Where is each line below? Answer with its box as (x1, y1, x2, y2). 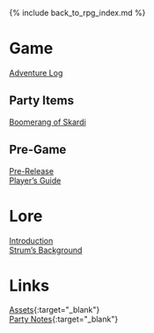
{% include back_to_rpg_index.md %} (9, 8, 146, 18)
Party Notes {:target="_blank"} (9, 314, 119, 325)
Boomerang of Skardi (9, 117, 86, 127)
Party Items (9, 93, 75, 109)
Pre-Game (9, 142, 67, 157)
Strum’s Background (9, 245, 83, 255)
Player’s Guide (9, 175, 62, 185)
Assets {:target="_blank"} (9, 305, 100, 315)
